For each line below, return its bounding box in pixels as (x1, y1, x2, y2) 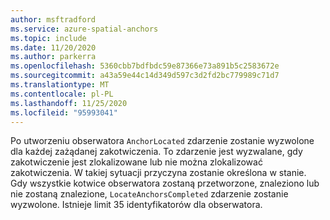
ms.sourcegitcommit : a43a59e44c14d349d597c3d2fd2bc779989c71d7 (10, 71, 280, 81)
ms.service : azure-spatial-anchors (10, 24, 159, 34)
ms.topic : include (10, 33, 87, 43)
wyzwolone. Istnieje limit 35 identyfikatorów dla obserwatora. (10, 199, 263, 211)
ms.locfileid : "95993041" (10, 107, 118, 118)
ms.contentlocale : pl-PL (10, 89, 114, 99)
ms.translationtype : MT (10, 80, 110, 90)
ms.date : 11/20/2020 (10, 42, 97, 53)
